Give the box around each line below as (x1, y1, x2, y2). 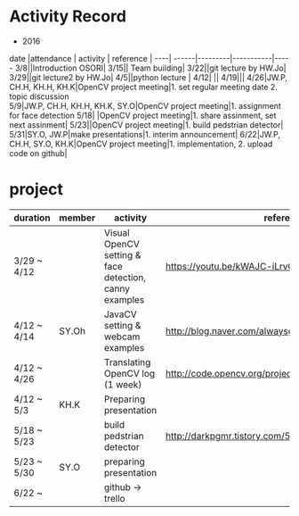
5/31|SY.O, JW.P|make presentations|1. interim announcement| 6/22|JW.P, (9, 129, 280, 139)
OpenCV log (103, 367, 156, 379)
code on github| (9, 147, 69, 158)
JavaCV (103, 308, 137, 320)
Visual (103, 226, 131, 238)
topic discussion (9, 91, 69, 102)
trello (103, 492, 126, 504)
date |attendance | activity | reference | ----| (9, 53, 172, 63)
